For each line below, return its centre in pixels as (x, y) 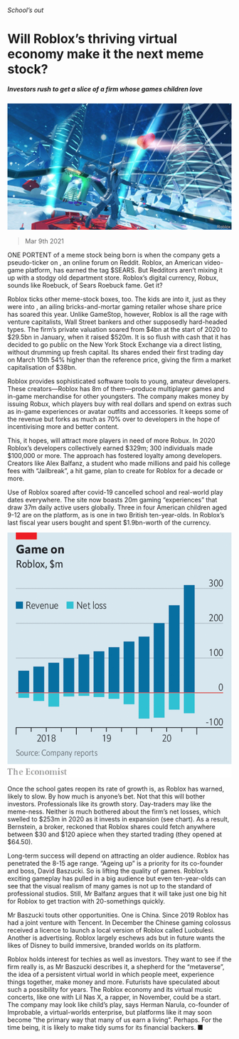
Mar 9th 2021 (44, 241)
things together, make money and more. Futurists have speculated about (114, 982)
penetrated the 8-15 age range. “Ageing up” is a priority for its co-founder (115, 863)
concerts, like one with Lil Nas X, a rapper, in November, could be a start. (114, 997)
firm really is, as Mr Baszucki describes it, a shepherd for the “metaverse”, (116, 967)
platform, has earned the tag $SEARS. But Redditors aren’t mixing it (124, 270)
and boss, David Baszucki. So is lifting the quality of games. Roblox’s (108, 871)
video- (214, 263)
